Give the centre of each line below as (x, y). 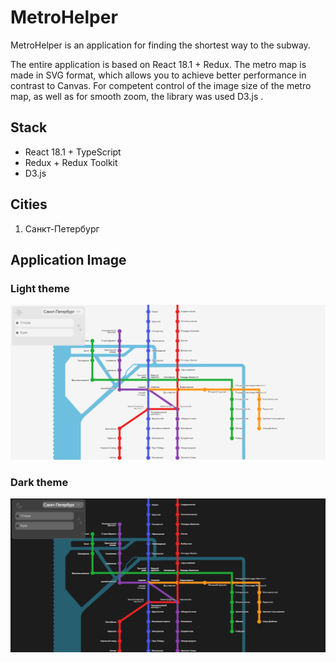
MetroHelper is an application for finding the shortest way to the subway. (160, 45)
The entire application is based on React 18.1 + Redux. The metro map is (158, 64)
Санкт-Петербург (62, 228)
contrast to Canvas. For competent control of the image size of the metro (161, 85)
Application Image (68, 259)
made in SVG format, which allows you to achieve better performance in (158, 75)
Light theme (40, 288)
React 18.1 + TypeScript (73, 152)
